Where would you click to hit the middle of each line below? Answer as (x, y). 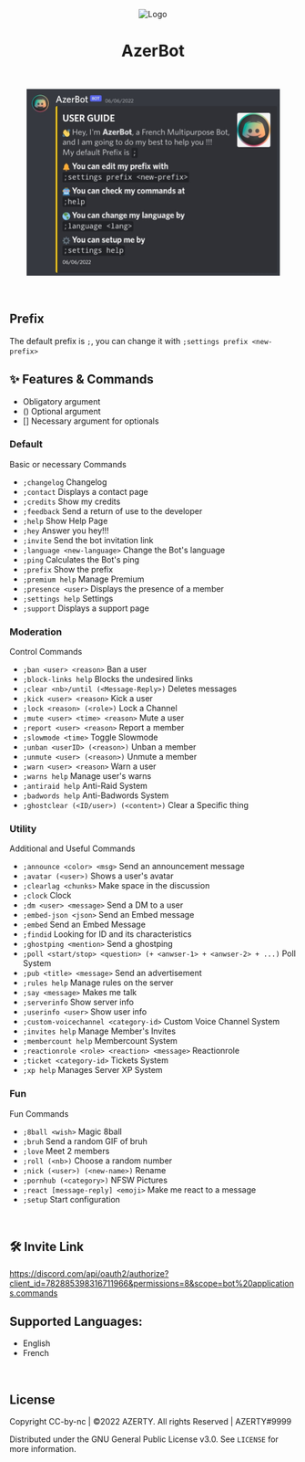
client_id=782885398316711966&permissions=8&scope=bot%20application (152, 1283)
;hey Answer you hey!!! (66, 531)
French (36, 1353)
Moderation (36, 632)
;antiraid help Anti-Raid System (85, 786)
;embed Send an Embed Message (84, 925)
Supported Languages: (76, 1321)
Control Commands (46, 652)
